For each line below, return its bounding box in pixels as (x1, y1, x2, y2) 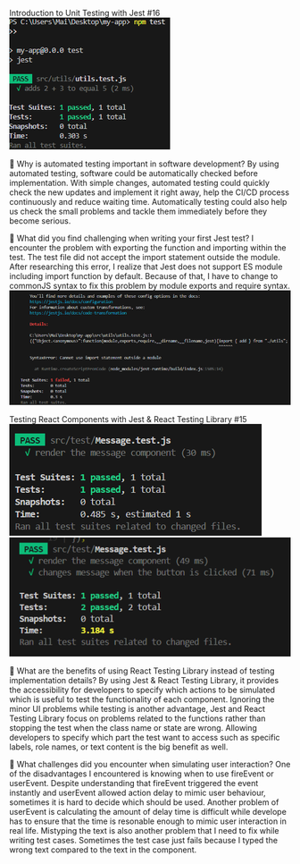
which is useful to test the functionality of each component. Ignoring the (9, 693, 275, 705)
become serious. (9, 216, 71, 226)
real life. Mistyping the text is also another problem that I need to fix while (9, 825, 279, 835)
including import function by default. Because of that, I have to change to (9, 271, 279, 281)
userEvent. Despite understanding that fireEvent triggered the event (9, 777, 259, 788)
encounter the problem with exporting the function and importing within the (9, 242, 287, 253)
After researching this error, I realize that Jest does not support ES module (9, 261, 283, 272)
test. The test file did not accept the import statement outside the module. (9, 252, 281, 262)
